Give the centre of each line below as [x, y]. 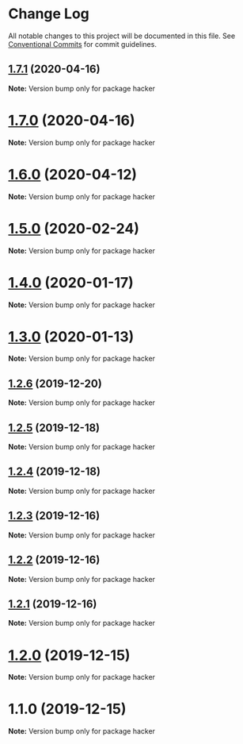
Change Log [49, 14]
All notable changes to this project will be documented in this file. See [122, 36]
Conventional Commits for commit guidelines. [82, 44]
